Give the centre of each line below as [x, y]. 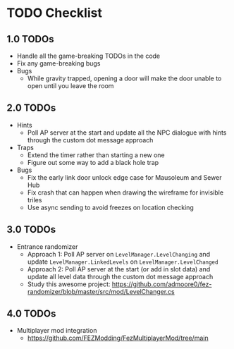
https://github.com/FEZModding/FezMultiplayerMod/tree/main [118, 338]
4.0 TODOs [31, 314]
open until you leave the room [70, 86]
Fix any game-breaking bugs [58, 63]
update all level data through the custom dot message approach [120, 276]
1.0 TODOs [30, 39]
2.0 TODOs [31, 108]
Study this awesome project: [69, 284]
